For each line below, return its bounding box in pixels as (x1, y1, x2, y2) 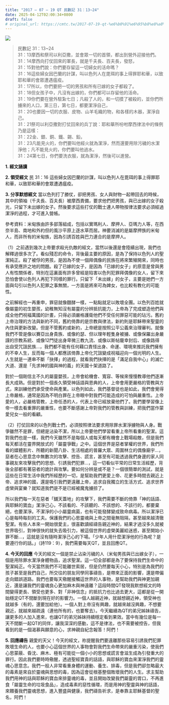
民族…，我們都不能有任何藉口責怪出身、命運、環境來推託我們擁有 (27, 344, 163, 350)
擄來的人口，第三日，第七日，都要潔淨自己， (17, 102, 111, 109)
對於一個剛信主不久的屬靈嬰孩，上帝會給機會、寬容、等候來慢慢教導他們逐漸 (5, 373, 164, 380)
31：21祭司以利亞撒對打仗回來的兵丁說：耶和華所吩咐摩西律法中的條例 (17, 121, 163, 127)
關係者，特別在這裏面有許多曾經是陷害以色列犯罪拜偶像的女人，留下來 (18, 270, 164, 276)
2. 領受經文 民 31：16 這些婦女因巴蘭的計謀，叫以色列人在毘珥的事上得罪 (5, 174, 155, 180)
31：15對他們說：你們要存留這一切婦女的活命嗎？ (17, 64, 120, 71)
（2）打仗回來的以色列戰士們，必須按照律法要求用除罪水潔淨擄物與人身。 (5, 422, 158, 428)
